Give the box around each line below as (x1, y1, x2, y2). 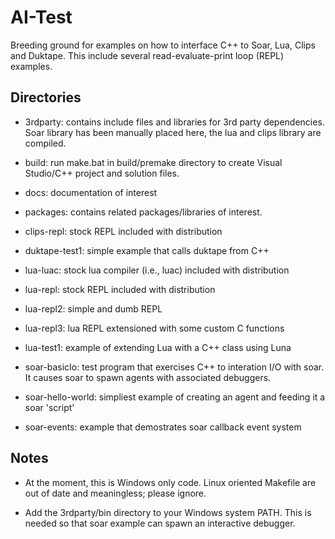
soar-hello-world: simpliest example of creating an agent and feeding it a (24, 391, 326, 403)
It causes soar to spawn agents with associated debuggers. (24, 371, 272, 383)
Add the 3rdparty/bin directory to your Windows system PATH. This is (24, 506, 312, 518)
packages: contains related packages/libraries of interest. (24, 206, 263, 218)
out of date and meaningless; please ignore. (24, 487, 207, 499)
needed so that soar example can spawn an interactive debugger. (24, 517, 296, 529)
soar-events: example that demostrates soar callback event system (24, 421, 302, 433)
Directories (10, 89, 82, 106)
